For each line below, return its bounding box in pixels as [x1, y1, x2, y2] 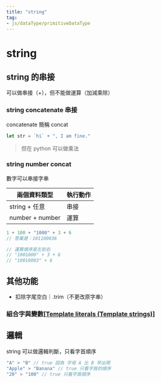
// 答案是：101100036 [6, 235, 57, 242]
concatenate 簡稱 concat [6, 121, 68, 128]
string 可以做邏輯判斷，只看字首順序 [6, 347, 97, 355]
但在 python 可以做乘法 [21, 144, 79, 152]
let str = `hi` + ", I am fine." [6, 133, 91, 139]
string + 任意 [9, 202, 45, 211]
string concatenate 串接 [6, 106, 77, 114]
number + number [9, 213, 61, 222]
